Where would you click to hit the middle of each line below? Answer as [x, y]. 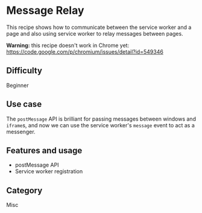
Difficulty [24, 71]
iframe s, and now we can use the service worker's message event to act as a [100, 125]
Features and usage [44, 151]
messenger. [21, 132]
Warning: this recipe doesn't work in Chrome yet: [68, 45]
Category [24, 190]
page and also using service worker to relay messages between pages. [95, 33]
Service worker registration [49, 171]
